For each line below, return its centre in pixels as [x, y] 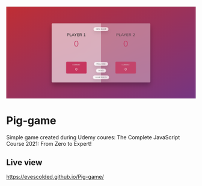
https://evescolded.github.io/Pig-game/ [55, 177]
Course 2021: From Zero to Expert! [49, 143]
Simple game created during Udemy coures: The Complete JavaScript [93, 137]
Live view [24, 162]
